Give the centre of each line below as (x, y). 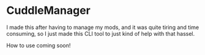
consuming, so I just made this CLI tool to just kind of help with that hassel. (101, 33)
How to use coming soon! (39, 45)
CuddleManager (48, 11)
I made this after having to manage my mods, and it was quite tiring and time (103, 27)
